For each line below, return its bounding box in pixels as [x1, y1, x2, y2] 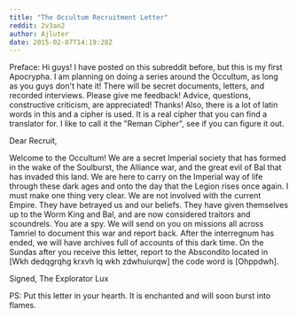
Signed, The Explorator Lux [9, 274, 109, 284]
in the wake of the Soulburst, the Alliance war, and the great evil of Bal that [9, 162, 282, 173]
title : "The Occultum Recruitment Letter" [9, 12, 168, 22]
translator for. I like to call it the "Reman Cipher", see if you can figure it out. [9, 119, 285, 129]
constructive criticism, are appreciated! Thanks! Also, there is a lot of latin [9, 99, 278, 111]
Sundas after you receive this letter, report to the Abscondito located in [9, 247, 269, 258]
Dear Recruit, [9, 135, 58, 146]
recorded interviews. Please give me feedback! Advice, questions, [9, 90, 251, 101]
